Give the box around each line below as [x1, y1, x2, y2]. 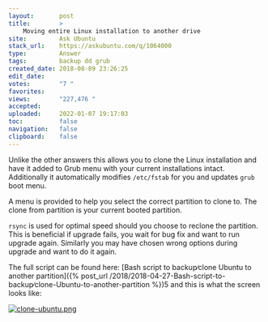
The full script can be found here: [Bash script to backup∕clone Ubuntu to [8, 262, 253, 272]
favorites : [8, 87, 45, 96]
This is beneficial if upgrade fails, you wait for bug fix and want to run [8, 229, 240, 239]
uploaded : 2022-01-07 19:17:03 [8, 110, 129, 118]
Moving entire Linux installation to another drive [23, 27, 201, 35]
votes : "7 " [8, 79, 74, 88]
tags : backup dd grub [8, 58, 111, 66]
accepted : [8, 102, 42, 110]
